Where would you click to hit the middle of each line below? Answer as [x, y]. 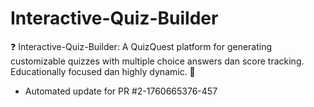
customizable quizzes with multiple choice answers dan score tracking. [157, 61]
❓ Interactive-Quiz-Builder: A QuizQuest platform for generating [141, 46]
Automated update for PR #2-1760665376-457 [121, 91]
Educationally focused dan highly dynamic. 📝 [103, 71]
